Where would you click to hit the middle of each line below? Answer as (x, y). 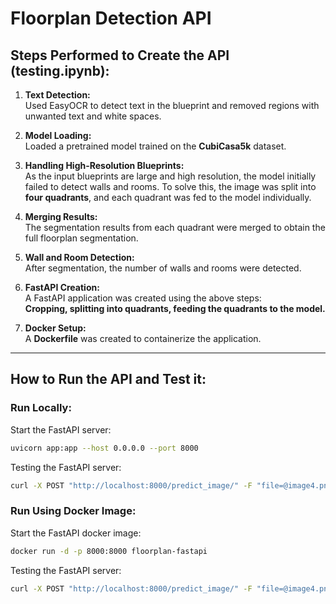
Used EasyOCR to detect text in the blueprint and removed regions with (172, 105)
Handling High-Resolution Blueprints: (104, 165)
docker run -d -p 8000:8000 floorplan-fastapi (109, 551)
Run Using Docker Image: (73, 511)
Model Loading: (58, 135)
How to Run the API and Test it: (108, 379)
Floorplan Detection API (111, 18)
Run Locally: (41, 408)
